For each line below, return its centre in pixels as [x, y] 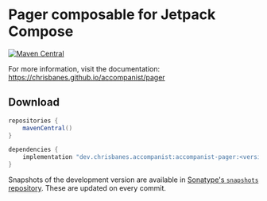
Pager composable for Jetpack [112, 15]
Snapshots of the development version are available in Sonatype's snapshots [133, 180]
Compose [41, 31]
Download [34, 102]
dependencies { [33, 150]
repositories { [33, 121]
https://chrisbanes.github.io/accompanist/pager [87, 77]
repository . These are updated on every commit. [87, 188]
